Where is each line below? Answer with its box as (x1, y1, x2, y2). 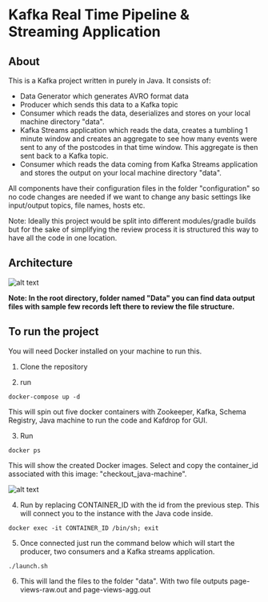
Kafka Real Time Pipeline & (8, 6, 190, 24)
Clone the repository (19, 362, 88, 371)
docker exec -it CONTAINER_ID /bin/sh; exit (8, 523, 159, 532)
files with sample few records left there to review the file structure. (8, 301, 235, 311)
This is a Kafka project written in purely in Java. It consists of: (8, 76, 211, 85)
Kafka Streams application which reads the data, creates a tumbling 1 (19, 126, 248, 135)
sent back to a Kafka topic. (19, 151, 109, 160)
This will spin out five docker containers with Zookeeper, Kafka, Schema (8, 406, 246, 416)
